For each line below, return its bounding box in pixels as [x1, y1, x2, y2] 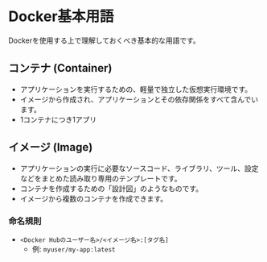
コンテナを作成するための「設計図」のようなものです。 [19, 183, 203, 193]
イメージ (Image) [8, 140, 93, 154]
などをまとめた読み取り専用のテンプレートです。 [19, 173, 182, 183]
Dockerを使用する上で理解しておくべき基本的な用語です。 [8, 35, 201, 45]
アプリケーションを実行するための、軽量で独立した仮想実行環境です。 [19, 84, 253, 94]
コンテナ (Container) [8, 61, 113, 75]
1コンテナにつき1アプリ [19, 114, 97, 124]
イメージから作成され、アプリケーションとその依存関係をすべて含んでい [19, 94, 259, 104]
